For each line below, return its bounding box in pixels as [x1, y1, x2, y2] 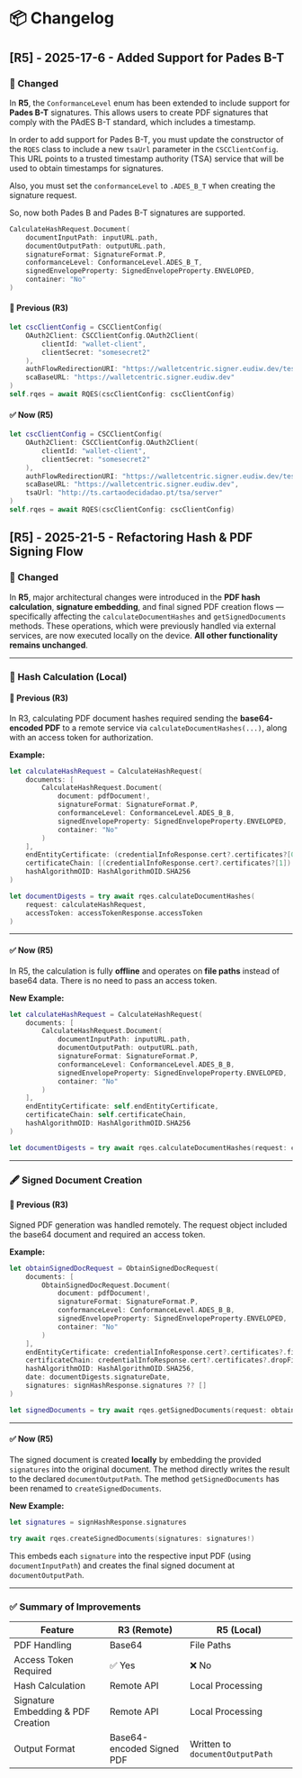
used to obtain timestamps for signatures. [9, 162, 164, 173]
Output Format [13, 1742, 75, 1755]
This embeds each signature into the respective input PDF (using [9, 1550, 252, 1561]
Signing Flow [9, 544, 84, 559]
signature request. [9, 189, 77, 200]
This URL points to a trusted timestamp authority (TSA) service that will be [9, 153, 285, 164]
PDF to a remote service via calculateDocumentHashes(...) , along [44, 722, 288, 733]
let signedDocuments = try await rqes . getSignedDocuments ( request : [9, 1405, 268, 1415]
